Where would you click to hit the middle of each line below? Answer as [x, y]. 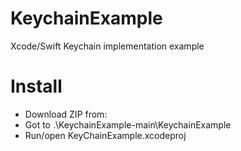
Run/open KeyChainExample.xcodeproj [105, 135]
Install [36, 86]
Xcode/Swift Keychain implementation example [107, 46]
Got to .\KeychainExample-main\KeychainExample [128, 124]
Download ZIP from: [66, 114]
